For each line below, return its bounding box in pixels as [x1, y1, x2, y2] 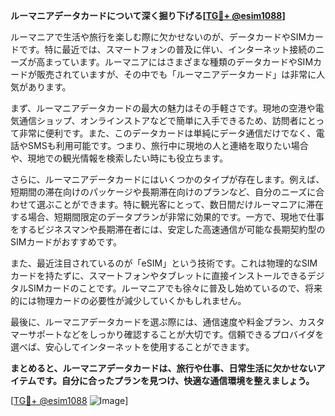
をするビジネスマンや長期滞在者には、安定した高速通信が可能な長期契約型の [10, 224, 326, 235]
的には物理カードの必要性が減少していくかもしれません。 [10, 295, 247, 306]
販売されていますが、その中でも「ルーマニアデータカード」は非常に [36, 69, 317, 80]
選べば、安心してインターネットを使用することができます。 [10, 341, 255, 353]
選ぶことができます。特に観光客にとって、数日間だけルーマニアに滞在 [36, 199, 324, 210]
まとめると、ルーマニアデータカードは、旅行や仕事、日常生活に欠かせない [10, 362, 317, 374]
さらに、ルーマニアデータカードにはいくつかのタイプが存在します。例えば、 [10, 174, 325, 185]
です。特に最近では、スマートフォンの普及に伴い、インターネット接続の [18, 44, 317, 55]
